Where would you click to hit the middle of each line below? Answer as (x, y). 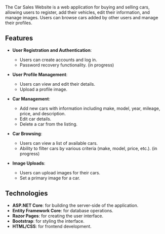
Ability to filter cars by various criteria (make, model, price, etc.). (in (88, 148)
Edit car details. (36, 119)
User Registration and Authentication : (52, 50)
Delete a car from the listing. (48, 124)
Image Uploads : (29, 163)
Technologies (27, 193)
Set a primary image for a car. (50, 178)
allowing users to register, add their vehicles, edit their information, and (78, 12)
